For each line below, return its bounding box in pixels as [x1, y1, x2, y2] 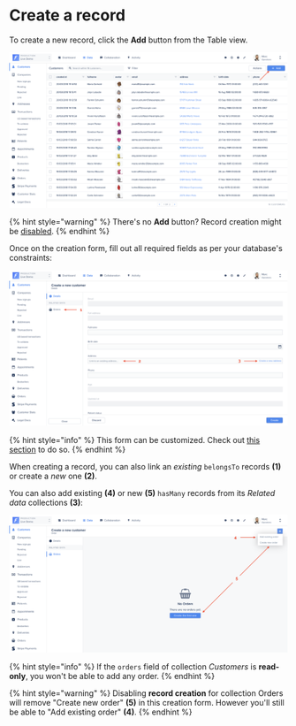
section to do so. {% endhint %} [9, 444, 126, 455]
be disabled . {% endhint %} [9, 225, 110, 236]
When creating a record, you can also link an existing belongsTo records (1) [9, 461, 281, 471]
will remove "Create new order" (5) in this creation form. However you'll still [9, 698, 285, 708]
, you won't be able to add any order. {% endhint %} [25, 671, 215, 682]
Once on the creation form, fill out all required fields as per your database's [9, 242, 283, 253]
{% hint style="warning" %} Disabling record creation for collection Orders [9, 688, 284, 699]
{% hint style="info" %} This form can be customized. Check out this [9, 434, 261, 445]
